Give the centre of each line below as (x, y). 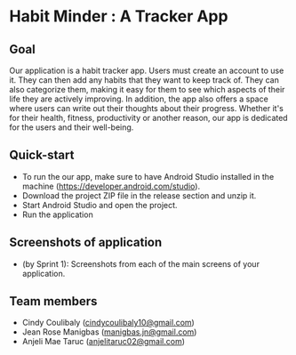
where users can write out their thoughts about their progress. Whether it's (147, 108)
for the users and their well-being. (72, 127)
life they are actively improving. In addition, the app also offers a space (139, 99)
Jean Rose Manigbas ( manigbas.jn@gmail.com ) (109, 332)
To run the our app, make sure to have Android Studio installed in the (148, 176)
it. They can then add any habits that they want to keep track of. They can (144, 80)
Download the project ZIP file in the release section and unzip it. (139, 195)
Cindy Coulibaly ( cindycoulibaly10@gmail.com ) (108, 323)
